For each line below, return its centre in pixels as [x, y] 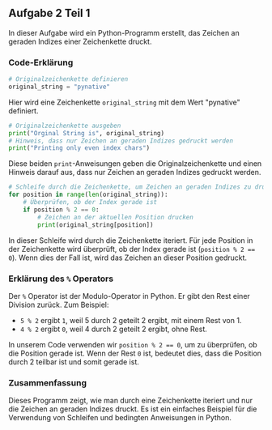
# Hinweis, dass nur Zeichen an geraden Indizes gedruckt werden [121, 141]
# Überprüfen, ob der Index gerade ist [90, 202]
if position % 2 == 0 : [61, 210]
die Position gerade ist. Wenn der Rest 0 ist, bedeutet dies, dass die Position [135, 353]
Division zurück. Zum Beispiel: [59, 304]
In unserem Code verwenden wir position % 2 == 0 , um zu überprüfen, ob [133, 344]
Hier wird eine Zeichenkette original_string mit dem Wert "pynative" [124, 102]
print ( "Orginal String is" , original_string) [86, 133]
